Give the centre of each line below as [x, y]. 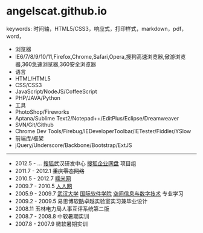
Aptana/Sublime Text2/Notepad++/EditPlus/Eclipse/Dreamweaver [97, 118]
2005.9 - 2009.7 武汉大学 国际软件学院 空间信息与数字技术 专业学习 [99, 193]
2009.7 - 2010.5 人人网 [43, 186]
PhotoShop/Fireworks [42, 112]
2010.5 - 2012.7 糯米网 [43, 178]
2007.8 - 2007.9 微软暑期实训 [51, 224]
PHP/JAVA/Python [37, 97]
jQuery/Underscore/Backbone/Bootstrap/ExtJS [73, 145]
